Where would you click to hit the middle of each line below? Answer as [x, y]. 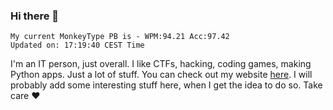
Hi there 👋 [35, 16]
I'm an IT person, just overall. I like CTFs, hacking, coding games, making [161, 64]
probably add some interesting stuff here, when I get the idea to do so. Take [166, 85]
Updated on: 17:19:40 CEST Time [77, 45]
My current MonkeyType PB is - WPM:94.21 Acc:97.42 [120, 37]
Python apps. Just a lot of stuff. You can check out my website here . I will [161, 75]
